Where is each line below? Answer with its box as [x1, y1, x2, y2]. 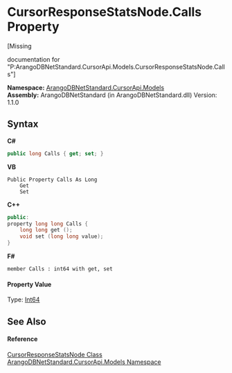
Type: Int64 [7, 295, 40, 304]
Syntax [7, 119, 39, 130]
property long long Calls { [7, 220, 89, 227]
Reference [7, 335, 38, 343]
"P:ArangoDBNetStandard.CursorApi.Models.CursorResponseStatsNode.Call [7, 62, 225, 71]
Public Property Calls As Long [7, 176, 98, 183]
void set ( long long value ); [19, 233, 104, 240]
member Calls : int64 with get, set [7, 266, 113, 272]
